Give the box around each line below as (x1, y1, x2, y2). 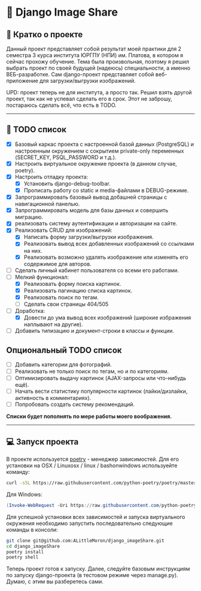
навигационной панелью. (14, 201, 80, 208)
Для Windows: (6, 491, 43, 498)
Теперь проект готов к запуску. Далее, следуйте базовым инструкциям (6, 565, 190, 572)
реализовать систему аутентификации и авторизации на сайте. (14, 220, 178, 227)
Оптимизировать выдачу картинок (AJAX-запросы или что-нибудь (14, 375, 187, 382)
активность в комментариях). (14, 395, 92, 402)
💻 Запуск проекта (6, 437, 79, 447)
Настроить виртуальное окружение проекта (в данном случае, (14, 160, 178, 167)
